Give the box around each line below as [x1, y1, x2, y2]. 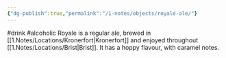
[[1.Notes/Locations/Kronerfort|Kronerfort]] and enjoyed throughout [7, 35, 199, 44]
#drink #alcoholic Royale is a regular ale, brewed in [7, 29, 151, 37]
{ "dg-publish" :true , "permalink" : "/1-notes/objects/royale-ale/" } [7, 10, 197, 17]
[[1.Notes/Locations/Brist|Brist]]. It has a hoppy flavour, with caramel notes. [7, 43, 220, 51]
